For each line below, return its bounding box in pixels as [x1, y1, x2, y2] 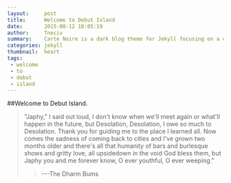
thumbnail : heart [7, 49, 60, 56]
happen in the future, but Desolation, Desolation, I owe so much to [23, 120, 212, 128]
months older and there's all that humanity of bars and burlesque [23, 142, 208, 150]
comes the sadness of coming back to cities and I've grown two [23, 135, 206, 143]
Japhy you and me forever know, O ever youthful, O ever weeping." [23, 156, 214, 165]
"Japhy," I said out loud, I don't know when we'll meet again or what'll [23, 113, 220, 121]
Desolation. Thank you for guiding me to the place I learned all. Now [23, 127, 217, 136]
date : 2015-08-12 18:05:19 [7, 23, 103, 30]
